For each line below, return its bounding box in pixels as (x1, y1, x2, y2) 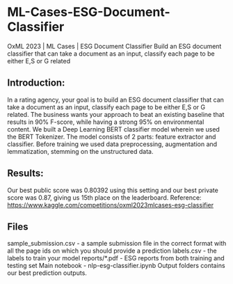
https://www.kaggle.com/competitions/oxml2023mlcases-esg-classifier (7, 200, 214, 209)
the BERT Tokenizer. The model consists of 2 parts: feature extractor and (7, 132, 216, 141)
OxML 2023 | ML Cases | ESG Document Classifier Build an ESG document (7, 42, 222, 50)
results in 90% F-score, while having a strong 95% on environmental (7, 118, 204, 126)
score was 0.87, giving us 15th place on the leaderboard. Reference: (7, 193, 202, 202)
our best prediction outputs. (7, 269, 87, 277)
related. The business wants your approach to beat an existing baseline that (7, 110, 225, 118)
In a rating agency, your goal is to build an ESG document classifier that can (7, 95, 225, 104)
